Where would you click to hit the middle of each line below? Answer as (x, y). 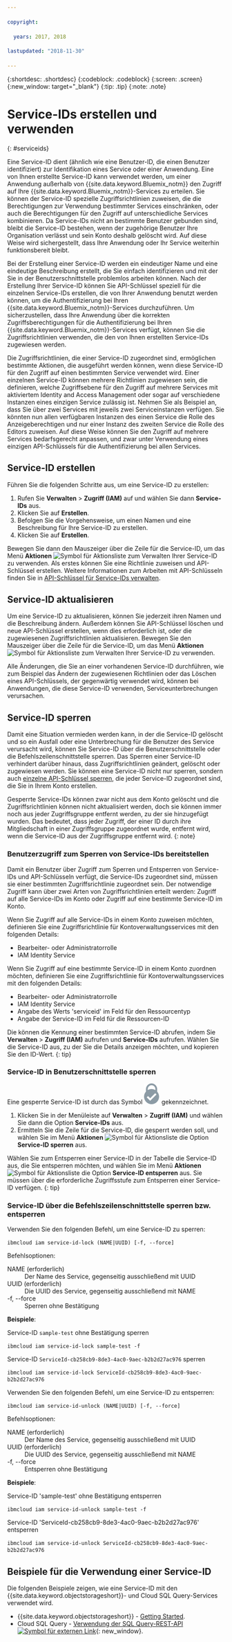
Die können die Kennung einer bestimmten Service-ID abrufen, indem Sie (112, 1032)
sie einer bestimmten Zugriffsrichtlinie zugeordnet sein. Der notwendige (109, 884)
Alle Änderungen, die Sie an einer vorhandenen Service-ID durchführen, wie (116, 666)
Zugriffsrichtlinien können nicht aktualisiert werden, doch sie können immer (115, 806)
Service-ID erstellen (51, 468)
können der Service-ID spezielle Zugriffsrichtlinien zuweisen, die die (104, 198)
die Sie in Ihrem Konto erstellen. (52, 786)
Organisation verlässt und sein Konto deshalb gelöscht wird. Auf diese (107, 235)
